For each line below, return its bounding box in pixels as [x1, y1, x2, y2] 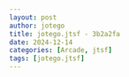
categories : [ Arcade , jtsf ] [9, 46, 113, 55]
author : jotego [9, 21, 65, 30]
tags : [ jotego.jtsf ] [9, 54, 86, 63]
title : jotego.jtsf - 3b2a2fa [9, 29, 121, 38]
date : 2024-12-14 [9, 37, 73, 47]
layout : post [9, 12, 57, 22]
